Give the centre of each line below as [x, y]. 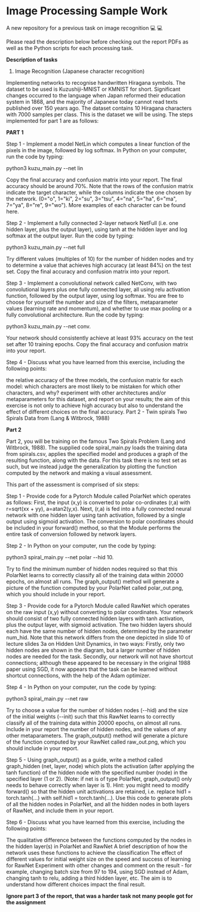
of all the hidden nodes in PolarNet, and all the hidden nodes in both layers [98, 804]
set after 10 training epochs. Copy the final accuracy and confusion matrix [97, 344]
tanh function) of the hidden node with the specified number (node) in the [97, 772]
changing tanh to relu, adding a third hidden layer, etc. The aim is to [89, 878]
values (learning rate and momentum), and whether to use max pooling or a [99, 308]
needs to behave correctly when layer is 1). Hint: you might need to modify [98, 785]
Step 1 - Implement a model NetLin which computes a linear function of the [98, 144]
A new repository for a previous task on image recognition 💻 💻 [84, 27]
